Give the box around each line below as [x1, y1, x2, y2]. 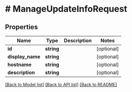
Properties [5, 23, 38, 31]
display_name [7, 54, 41, 60]
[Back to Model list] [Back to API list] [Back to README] [5, 82, 117, 87]
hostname [7, 61, 32, 68]
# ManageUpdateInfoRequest [5, 3, 128, 15]
